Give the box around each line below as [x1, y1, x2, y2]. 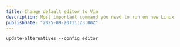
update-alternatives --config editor [6, 36, 99, 42]
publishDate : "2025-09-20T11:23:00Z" [6, 19, 99, 25]
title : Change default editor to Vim [6, 8, 99, 15]
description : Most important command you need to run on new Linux [6, 14, 175, 20]
